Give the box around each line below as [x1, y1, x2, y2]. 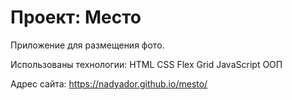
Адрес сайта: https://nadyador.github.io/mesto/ [10, 77, 208, 90]
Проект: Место [10, 6, 142, 29]
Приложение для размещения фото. [10, 39, 165, 51]
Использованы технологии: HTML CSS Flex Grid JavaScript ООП [10, 58, 283, 70]
